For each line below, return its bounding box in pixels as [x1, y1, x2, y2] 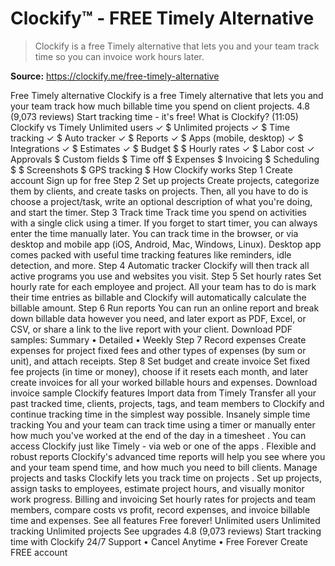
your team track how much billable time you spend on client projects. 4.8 [10, 100, 310, 112]
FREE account [10, 546, 68, 558]
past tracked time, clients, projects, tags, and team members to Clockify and [10, 397, 325, 409]
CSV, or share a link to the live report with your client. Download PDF [10, 323, 293, 335]
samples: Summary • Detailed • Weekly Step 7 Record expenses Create [10, 333, 307, 346]
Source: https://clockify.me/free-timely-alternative [10, 70, 220, 82]
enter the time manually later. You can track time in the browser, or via [10, 227, 299, 239]
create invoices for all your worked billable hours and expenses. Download [10, 376, 318, 388]
